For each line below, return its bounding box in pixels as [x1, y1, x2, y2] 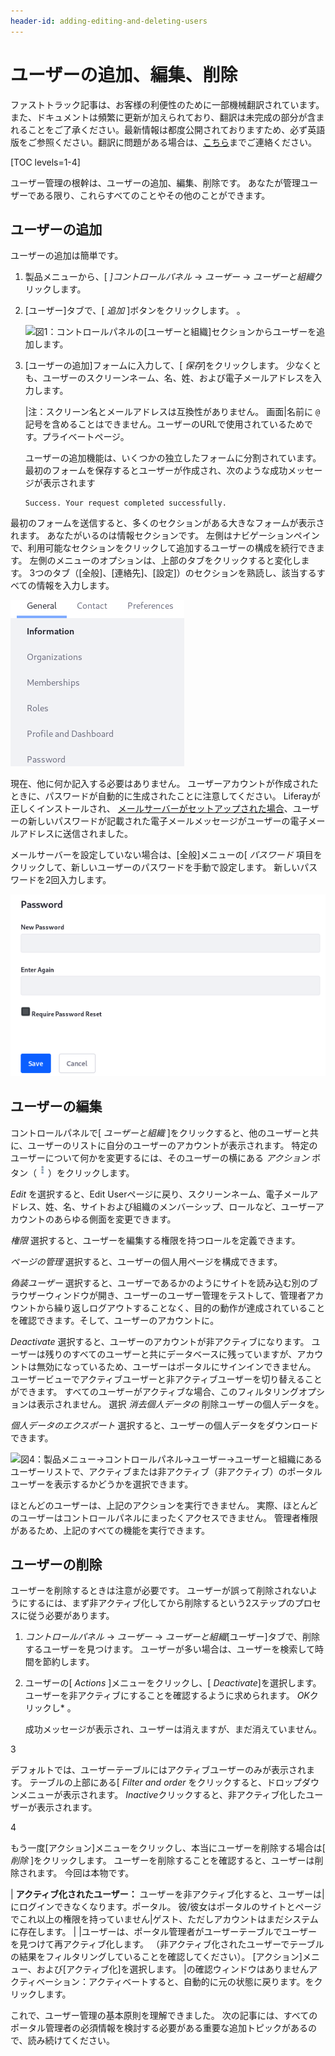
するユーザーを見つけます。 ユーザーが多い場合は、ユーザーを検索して [24, 1643, 316, 1655]
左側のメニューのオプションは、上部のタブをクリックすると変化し [29, 555, 302, 567]
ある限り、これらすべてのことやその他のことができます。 [36, 189, 271, 201]
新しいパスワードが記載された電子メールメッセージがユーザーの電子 [27, 815, 308, 827]
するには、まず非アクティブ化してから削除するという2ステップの [28, 1597, 295, 1609]
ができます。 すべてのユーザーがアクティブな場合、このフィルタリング [10, 1385, 299, 1397]
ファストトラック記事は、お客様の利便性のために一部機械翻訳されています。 [10, 98, 325, 110]
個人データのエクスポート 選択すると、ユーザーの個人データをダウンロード [10, 1419, 319, 1431]
